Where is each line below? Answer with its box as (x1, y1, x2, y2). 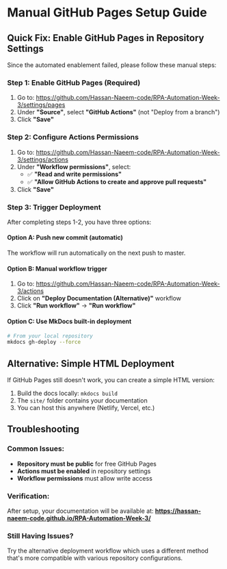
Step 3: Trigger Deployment (7, 202, 101, 212)
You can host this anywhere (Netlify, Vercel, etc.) (16, 404, 155, 412)
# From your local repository (7, 332, 94, 340)
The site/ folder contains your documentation (16, 396, 148, 405)
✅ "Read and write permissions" (27, 170, 122, 178)
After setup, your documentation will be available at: (7, 507, 154, 515)
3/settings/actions (16, 155, 68, 164)
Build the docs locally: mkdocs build (16, 389, 118, 398)
